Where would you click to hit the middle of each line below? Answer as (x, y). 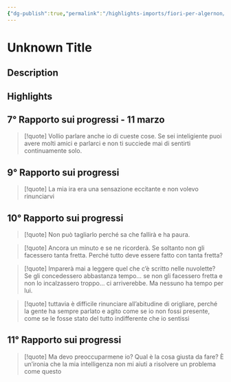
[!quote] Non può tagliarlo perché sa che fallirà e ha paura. (107, 235)
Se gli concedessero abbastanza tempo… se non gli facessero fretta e (123, 276)
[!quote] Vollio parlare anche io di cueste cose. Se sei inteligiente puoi (123, 136)
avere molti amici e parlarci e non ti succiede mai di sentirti (107, 144)
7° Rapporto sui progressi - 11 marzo (86, 119)
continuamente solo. (53, 151)
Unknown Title (50, 47)
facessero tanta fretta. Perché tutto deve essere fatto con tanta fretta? (123, 255)
